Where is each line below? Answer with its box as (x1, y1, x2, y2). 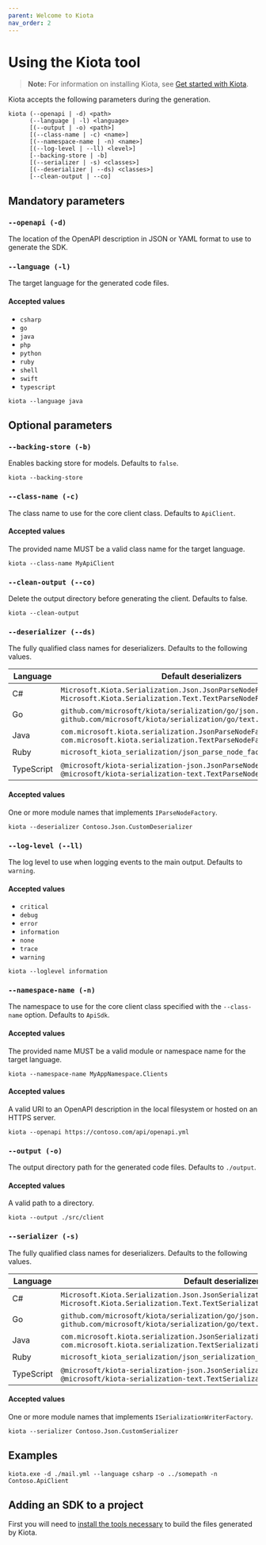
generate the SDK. (8, 243, 69, 252)
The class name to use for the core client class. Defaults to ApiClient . (8, 508, 236, 518)
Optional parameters (8, 418, 112, 433)
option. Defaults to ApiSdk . (24, 1010, 110, 1020)
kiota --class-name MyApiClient (8, 559, 115, 568)
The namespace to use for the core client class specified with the (8, 1002, 222, 1011)
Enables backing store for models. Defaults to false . (8, 458, 179, 468)
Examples (8, 1449, 58, 1462)
